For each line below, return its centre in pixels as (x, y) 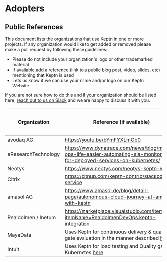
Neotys (16, 168)
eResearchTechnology (34, 154)
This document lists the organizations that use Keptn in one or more (75, 39)
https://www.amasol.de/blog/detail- (107, 191)
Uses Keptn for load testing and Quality (110, 246)
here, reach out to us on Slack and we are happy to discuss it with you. (78, 100)
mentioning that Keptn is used (43, 75)
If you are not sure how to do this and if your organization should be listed (81, 95)
